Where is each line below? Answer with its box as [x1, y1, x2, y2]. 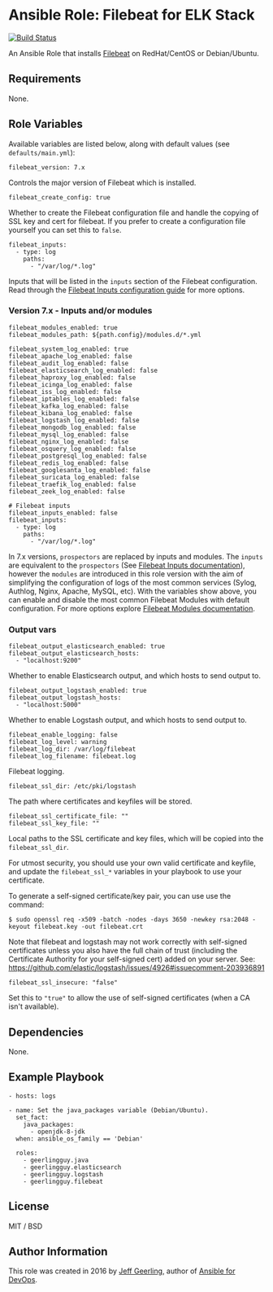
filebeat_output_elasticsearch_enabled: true [8, 642, 165, 650]
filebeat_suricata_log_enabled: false [8, 473, 140, 481]
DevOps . [8, 1275, 38, 1285]
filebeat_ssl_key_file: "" [8, 820, 100, 828]
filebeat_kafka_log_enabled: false [8, 401, 129, 410]
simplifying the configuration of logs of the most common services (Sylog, [8, 577, 258, 587]
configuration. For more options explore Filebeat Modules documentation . [8, 603, 256, 613]
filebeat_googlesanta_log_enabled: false [8, 466, 151, 474]
